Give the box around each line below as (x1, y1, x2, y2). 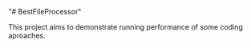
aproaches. (8, 31, 46, 40)
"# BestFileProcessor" (8, 7, 82, 16)
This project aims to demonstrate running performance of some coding (8, 22, 243, 31)
